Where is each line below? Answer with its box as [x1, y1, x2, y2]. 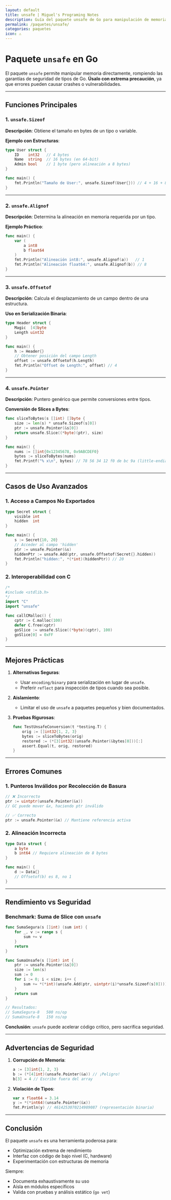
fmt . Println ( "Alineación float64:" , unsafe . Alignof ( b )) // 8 [14, 262, 147, 267]
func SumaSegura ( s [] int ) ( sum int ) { [5, 925, 88, 930]
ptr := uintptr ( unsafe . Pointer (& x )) [5, 799, 83, 804]
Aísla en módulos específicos [12, 1183, 75, 1189]
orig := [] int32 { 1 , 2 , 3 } [22, 729, 77, 734]
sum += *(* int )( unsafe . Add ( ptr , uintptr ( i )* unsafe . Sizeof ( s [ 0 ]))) [23, 981, 167, 987]
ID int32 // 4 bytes [14, 152, 70, 157]
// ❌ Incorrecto [5, 794, 41, 799]
